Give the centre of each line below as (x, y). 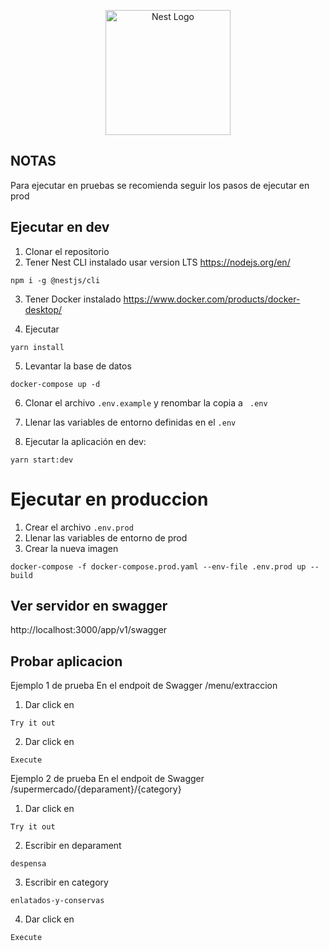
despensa (28, 864)
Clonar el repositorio (67, 251)
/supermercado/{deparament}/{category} (96, 789)
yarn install (37, 347)
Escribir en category (66, 882)
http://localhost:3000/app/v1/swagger (89, 630)
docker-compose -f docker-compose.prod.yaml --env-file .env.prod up (158, 566)
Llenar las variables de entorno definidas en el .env (130, 422)
